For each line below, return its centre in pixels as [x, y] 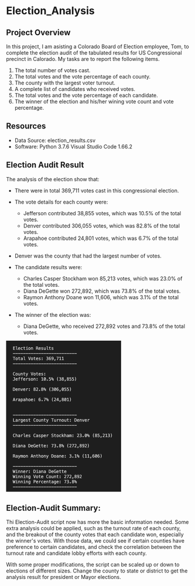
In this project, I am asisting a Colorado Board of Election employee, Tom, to [97, 46]
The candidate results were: [48, 267]
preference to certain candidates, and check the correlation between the [94, 547]
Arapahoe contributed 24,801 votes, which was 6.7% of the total [101, 238]
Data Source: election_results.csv [55, 140]
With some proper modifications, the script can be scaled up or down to [93, 565]
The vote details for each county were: [61, 202]
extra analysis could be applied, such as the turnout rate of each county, [94, 529]
